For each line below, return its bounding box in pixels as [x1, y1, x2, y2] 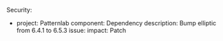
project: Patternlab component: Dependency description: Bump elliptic [16, 19, 217, 27]
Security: [6, 6, 32, 14]
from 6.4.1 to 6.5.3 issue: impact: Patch [16, 27, 127, 34]
